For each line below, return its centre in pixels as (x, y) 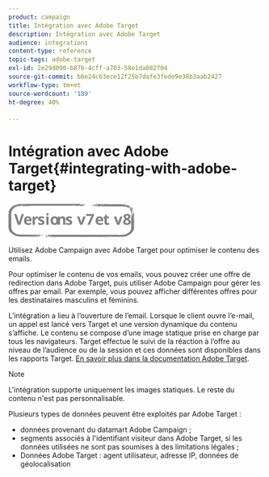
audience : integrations (48, 43)
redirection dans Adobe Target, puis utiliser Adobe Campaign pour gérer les (134, 283)
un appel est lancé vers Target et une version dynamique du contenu (123, 324)
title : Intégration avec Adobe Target (74, 25)
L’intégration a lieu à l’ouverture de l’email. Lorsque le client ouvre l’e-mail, (131, 316)
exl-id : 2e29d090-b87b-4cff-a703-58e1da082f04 (88, 69)
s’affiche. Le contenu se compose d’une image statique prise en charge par (134, 333)
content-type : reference (50, 51)
